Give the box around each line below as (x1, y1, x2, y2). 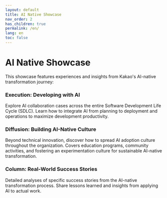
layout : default (5, 7, 39, 13)
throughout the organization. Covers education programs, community (5, 142, 149, 148)
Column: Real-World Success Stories (5, 166, 98, 173)
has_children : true (5, 21, 46, 27)
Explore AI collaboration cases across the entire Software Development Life (5, 103, 161, 109)
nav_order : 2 (5, 17, 33, 22)
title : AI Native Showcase (5, 12, 62, 17)
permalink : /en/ (5, 26, 39, 31)
